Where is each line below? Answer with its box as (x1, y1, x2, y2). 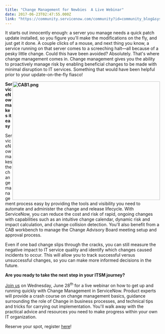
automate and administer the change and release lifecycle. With (5, 206, 134, 212)
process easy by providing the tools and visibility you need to (16, 200, 141, 207)
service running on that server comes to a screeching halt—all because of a (5, 45, 159, 52)
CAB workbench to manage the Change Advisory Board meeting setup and (5, 227, 157, 233)
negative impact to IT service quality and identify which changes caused (5, 247, 152, 253)
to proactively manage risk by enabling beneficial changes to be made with (5, 61, 157, 67)
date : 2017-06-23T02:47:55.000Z (5, 12, 71, 17)
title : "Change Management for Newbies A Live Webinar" (5, 7, 124, 12)
